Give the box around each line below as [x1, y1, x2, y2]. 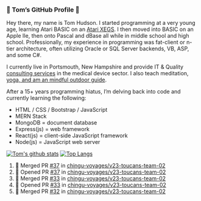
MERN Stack [15, 112, 47, 120]
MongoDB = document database [15, 119, 97, 126]
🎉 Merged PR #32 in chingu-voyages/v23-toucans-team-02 [15, 188, 166, 195]
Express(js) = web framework [15, 126, 90, 133]
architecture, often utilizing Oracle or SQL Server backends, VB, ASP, [16, 45, 189, 52]
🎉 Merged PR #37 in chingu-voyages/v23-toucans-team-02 [15, 162, 166, 169]
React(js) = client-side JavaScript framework [15, 132, 128, 139]
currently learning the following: [6, 94, 86, 102]
